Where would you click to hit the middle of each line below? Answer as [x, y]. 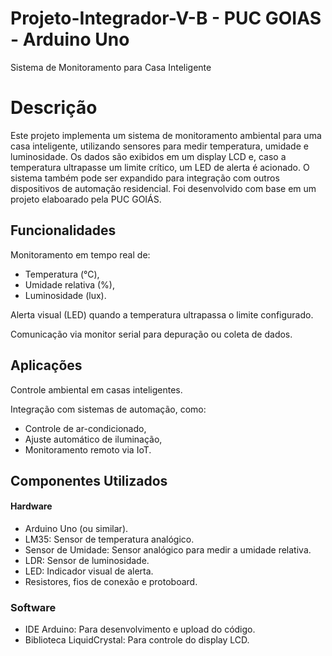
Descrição [54, 108]
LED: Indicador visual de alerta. [89, 571]
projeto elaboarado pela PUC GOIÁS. [86, 199]
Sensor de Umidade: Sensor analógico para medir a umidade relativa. [168, 550]
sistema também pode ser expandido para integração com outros [145, 178]
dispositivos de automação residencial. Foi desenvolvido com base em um [163, 188]
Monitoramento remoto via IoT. [88, 449]
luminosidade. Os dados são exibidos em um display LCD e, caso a [148, 156]
